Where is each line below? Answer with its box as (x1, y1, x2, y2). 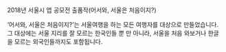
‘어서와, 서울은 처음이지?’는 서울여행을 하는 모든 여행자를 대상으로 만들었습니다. (7, 21, 218, 29)
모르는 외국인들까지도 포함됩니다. (14, 38, 103, 46)
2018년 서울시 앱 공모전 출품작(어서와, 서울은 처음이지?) (7, 6, 157, 14)
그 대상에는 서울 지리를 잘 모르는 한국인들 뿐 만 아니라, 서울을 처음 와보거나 (7, 29, 207, 37)
